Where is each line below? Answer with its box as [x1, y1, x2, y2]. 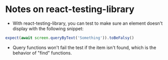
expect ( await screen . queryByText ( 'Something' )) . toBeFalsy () [5, 35, 135, 40]
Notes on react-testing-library [5, 4, 135, 15]
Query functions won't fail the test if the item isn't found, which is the [12, 44, 156, 50]
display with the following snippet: [12, 25, 84, 31]
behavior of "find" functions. [12, 49, 72, 56]
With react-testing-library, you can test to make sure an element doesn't [12, 20, 163, 26]
